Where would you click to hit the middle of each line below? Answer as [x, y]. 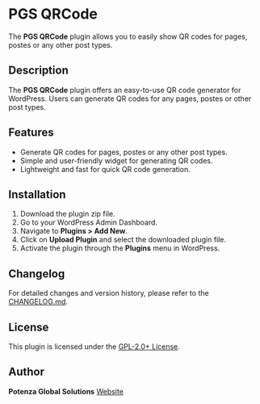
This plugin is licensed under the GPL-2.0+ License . [94, 347]
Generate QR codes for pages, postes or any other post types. [124, 152]
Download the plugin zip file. [67, 214]
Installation [37, 194]
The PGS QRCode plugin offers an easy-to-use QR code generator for [125, 90]
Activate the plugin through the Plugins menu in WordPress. [120, 248]
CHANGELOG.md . [38, 302]
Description [38, 71]
